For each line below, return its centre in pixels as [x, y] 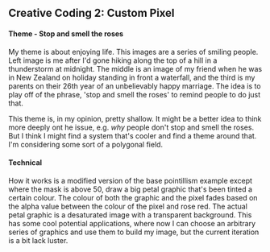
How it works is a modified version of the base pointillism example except [130, 180]
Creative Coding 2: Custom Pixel [91, 13]
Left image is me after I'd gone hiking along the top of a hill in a [113, 60]
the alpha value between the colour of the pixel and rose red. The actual [128, 206]
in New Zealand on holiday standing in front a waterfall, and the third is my [132, 77]
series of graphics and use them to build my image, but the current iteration [134, 232]
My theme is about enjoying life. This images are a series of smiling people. [133, 52]
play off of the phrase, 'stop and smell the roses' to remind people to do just [135, 94]
